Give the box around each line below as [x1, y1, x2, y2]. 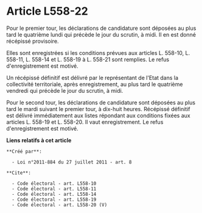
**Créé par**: [6, 148, 43, 154]
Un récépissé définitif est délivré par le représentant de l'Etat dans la [6, 74, 178, 81]
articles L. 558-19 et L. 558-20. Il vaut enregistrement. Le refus [6, 118, 164, 126]
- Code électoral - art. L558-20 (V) [12, 201, 108, 208]
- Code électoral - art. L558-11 [12, 186, 97, 192]
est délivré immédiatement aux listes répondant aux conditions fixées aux [6, 112, 190, 119]
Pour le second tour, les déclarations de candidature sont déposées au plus [6, 99, 196, 106]
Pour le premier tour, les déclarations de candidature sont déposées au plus [6, 24, 197, 32]
